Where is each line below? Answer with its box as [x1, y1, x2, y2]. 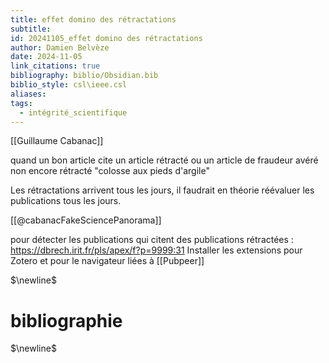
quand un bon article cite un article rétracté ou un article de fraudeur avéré [10, 154, 319, 166]
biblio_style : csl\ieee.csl [10, 80, 128, 90]
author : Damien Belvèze [10, 42, 110, 53]
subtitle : [10, 24, 52, 34]
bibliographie [10, 309, 123, 332]
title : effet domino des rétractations [10, 14, 177, 25]
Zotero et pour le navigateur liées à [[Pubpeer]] [10, 255, 205, 267]
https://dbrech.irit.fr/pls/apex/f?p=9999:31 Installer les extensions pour [10, 244, 303, 256]
